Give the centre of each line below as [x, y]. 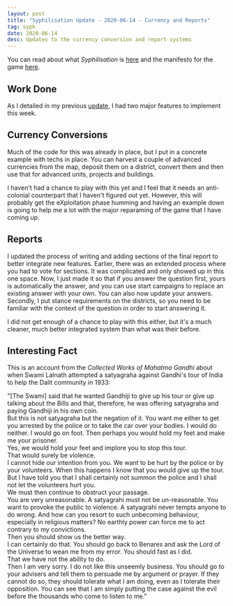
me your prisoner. [32, 441]
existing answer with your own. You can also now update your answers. [110, 293]
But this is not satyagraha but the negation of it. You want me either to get [113, 418]
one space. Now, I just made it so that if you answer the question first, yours [116, 278]
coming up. [23, 217]
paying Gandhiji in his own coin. [53, 411]
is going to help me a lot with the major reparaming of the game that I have [114, 209]
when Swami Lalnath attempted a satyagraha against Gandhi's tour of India [115, 375]
